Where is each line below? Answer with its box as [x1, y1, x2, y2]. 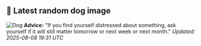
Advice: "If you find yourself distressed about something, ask [23, 21, 176, 28]
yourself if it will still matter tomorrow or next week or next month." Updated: [6, 28, 196, 35]
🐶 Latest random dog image [6, 6, 111, 16]
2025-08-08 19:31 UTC [6, 34, 64, 41]
